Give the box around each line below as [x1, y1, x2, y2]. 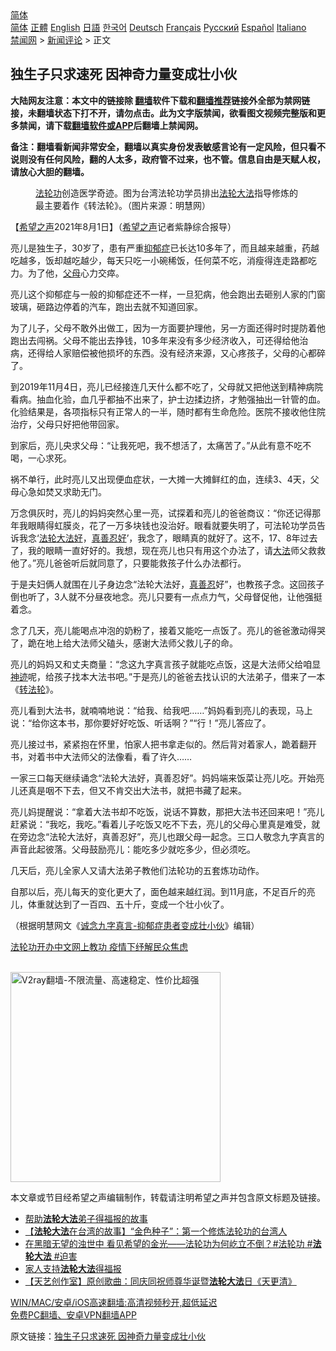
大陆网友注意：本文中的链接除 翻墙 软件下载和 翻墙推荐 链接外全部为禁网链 [10, 94, 311, 106]
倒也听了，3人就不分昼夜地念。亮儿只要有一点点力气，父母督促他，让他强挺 [10, 590, 323, 602]
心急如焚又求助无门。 [18, 485, 107, 497]
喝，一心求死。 [10, 452, 72, 464]
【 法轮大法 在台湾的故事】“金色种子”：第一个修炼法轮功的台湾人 [24, 1225, 288, 1237]
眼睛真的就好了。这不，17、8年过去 [172, 532, 318, 544]
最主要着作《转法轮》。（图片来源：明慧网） [35, 199, 211, 211]
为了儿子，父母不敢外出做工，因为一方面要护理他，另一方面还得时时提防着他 [10, 322, 326, 334]
